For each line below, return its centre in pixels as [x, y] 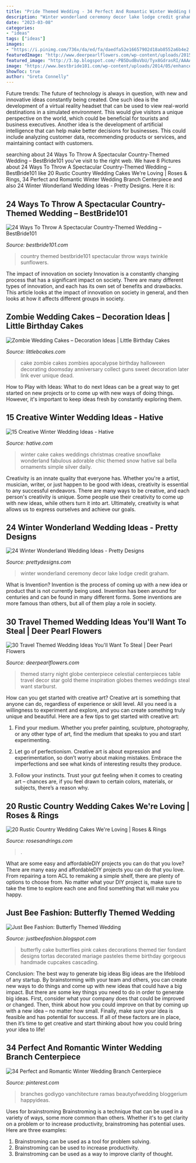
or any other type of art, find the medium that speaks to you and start [98, 734]
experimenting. [33, 740]
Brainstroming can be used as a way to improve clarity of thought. [94, 1154]
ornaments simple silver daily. [56, 466]
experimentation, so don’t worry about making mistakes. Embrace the [98, 758]
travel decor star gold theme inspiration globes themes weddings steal [105, 680]
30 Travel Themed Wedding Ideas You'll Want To [96, 622]
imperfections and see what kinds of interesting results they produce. [98, 764]
